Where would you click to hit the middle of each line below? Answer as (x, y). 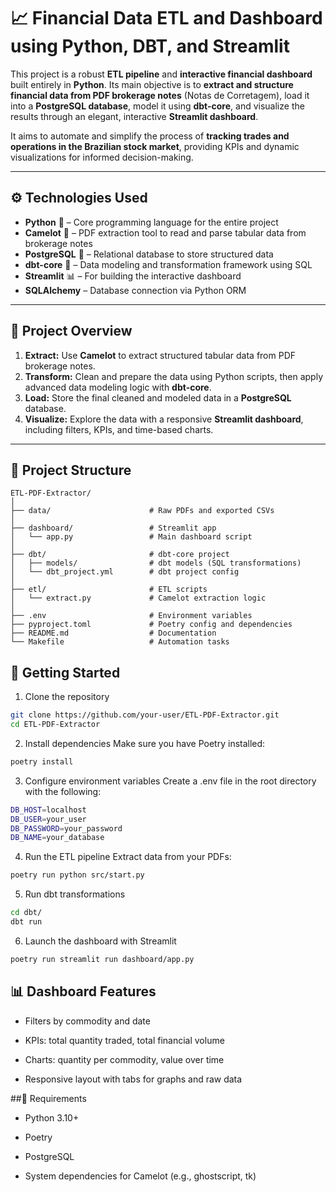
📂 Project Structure (71, 470)
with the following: (63, 791)
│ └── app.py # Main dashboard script (131, 537)
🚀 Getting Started (65, 672)
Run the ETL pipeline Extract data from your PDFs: (128, 857)
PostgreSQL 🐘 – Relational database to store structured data (149, 254)
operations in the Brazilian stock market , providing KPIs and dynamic (155, 146)
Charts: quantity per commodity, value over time (124, 1059)
